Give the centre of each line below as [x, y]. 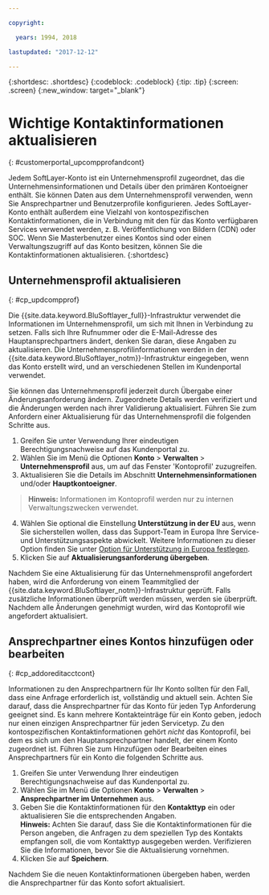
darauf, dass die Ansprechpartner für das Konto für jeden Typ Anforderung [132, 706]
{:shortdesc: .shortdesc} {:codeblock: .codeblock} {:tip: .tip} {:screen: [124, 82]
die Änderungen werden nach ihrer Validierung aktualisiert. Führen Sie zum [132, 408]
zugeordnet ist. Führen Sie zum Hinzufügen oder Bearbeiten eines [118, 748]
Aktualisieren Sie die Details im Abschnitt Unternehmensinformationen [138, 475]
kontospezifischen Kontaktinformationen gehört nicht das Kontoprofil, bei [130, 731]
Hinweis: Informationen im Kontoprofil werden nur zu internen [131, 499]
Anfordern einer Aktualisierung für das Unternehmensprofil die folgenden [130, 416]
